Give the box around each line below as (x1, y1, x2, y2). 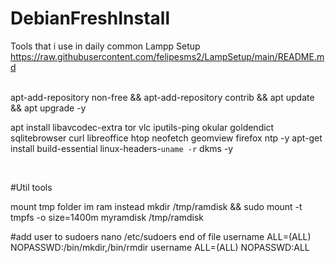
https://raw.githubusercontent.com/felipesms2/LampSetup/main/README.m (10, 50, 325, 62)
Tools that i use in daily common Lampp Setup (10, 40, 201, 52)
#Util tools (10, 181, 53, 193)
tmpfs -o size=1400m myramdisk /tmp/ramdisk (10, 211, 204, 223)
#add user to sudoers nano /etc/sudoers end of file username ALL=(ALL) (10, 230, 312, 242)
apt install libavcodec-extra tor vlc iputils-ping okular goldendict (10, 121, 275, 133)
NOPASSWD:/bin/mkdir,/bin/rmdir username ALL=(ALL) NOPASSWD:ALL (10, 241, 310, 253)
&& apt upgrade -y (10, 102, 87, 114)
